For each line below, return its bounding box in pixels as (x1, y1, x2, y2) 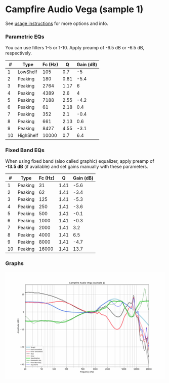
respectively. (5, 50, 32, 56)
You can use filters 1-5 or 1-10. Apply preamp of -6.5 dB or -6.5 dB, (5, 45, 145, 51)
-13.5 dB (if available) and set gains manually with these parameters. (5, 164, 148, 170)
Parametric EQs (5, 33, 45, 40)
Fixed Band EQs (5, 146, 45, 154)
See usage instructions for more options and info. (5, 20, 109, 26)
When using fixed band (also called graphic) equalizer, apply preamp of (5, 158, 154, 164)
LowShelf (17, 69, 37, 75)
